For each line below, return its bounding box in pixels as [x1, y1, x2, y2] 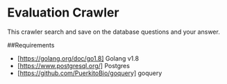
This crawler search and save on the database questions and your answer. [7, 28, 220, 36]
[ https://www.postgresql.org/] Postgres [17, 61, 131, 70]
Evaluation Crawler [7, 5, 119, 21]
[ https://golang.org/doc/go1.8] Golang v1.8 [17, 54, 140, 63]
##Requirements [7, 41, 55, 49]
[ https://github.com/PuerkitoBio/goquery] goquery [17, 69, 162, 77]
